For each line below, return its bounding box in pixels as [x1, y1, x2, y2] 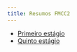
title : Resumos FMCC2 [7, 10, 71, 17]
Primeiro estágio [17, 29, 65, 37]
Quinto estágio [17, 36, 60, 45]
